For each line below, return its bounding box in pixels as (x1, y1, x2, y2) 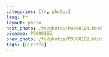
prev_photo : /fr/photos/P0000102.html (6, 36, 103, 42)
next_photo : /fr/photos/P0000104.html (6, 25, 103, 31)
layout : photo (6, 20, 42, 26)
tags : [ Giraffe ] (6, 42, 47, 48)
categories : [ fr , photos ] (6, 8, 71, 15)
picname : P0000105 (6, 31, 52, 37)
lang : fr (6, 14, 28, 20)
